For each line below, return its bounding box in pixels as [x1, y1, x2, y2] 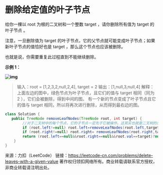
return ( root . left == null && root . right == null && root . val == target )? [22, 134, 155, 139]
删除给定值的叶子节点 [5, 4, 91, 15]
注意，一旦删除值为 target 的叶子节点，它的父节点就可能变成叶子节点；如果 [5, 37, 155, 44]
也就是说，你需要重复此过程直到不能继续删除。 [5, 54, 98, 59]
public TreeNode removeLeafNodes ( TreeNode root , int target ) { [11, 116, 142, 121]
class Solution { [5, 112, 40, 117]
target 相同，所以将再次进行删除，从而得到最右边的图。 [31, 102, 142, 108]
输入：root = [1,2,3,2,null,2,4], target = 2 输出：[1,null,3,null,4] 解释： [16, 84, 154, 89]
